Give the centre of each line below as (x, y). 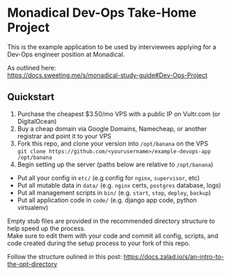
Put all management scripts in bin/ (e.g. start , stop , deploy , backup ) (114, 192)
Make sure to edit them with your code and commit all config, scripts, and (113, 235)
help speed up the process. (46, 228)
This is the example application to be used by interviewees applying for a (112, 47)
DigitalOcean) (37, 121)
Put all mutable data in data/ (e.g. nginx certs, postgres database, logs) (119, 185)
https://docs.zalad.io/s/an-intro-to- (174, 256)
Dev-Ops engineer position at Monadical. (66, 54)
